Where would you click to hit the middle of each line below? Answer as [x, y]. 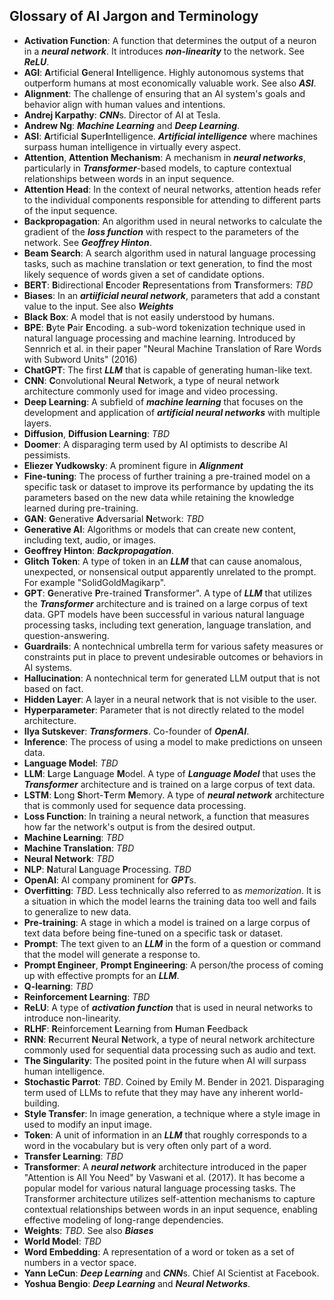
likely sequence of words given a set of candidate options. [144, 274]
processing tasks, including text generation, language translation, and [167, 625]
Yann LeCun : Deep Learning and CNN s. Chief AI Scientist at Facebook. [171, 1273]
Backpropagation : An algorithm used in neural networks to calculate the [173, 221]
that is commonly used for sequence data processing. [135, 805]
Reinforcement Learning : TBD [87, 996]
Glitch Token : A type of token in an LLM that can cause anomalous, [162, 561]
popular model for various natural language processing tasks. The [159, 1188]
